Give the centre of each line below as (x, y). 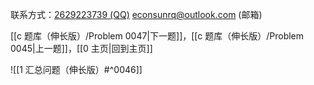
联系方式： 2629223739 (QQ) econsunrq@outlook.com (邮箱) (136, 14)
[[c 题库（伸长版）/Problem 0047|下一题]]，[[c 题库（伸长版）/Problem (157, 36)
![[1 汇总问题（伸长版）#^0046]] (76, 69)
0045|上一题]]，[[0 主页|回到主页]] (81, 48)
